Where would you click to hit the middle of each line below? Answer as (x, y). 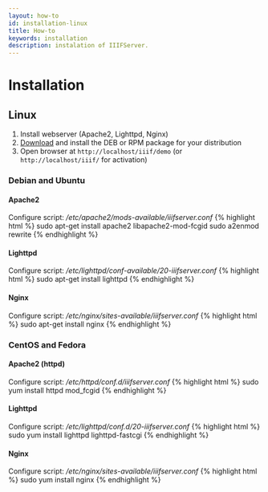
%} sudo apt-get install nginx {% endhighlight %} (90, 324)
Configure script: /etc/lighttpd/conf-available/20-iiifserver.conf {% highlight (134, 270)
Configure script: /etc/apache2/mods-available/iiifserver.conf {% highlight (132, 218)
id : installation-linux (48, 23)
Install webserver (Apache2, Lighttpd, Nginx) (94, 134)
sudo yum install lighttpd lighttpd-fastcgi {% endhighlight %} (109, 435)
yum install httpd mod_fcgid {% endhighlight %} (87, 390)
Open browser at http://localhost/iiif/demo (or (101, 151)
